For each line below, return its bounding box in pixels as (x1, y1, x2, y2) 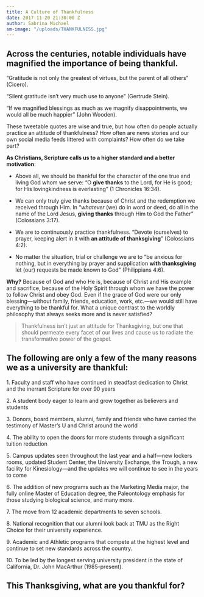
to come (6, 471, 27, 479)
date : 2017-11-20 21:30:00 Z (6, 15, 80, 21)
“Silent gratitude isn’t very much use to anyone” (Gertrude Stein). (6, 93, 170, 100)
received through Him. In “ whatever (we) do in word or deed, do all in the (15, 204, 199, 211)
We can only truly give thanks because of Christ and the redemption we (15, 197, 195, 204)
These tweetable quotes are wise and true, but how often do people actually (6, 123, 198, 130)
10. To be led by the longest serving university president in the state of (6, 556, 183, 563)
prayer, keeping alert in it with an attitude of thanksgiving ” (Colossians (15, 235, 194, 242)
